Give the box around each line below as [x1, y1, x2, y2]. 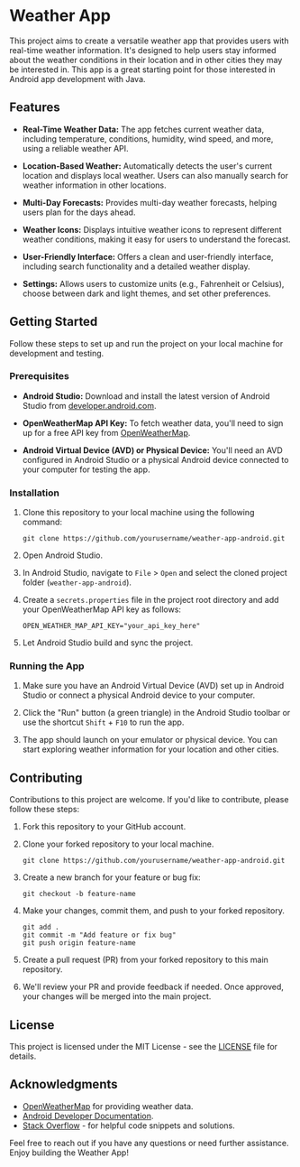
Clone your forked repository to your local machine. [22, 838, 214, 849]
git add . [22, 922, 60, 932]
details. [9, 1051, 37, 1061]
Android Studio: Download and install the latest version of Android [22, 390, 270, 402]
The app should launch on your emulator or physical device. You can [22, 735, 277, 746]
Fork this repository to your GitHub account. [22, 821, 186, 832]
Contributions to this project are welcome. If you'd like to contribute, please [9, 794, 289, 805]
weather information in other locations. [22, 180, 167, 190]
